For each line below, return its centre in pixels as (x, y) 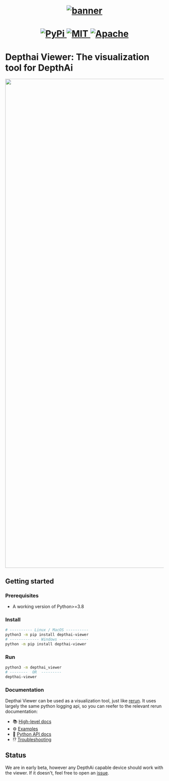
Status (16, 756)
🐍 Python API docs (32, 734)
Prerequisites (22, 595)
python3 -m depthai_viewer (33, 668)
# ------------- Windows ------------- (47, 640)
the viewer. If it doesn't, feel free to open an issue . (57, 773)
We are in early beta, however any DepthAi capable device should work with (84, 767)
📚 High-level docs (32, 722)
